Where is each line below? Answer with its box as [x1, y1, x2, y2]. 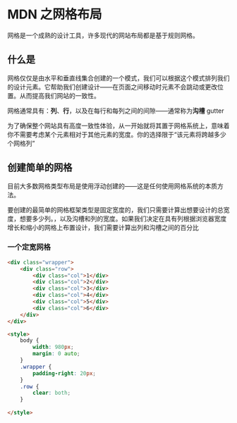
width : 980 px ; [32, 343, 74, 351]
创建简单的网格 [7, 161, 73, 173]
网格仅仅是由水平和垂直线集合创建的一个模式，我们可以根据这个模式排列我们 [7, 73, 230, 82]
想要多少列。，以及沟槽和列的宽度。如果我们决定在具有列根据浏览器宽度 [19, 214, 227, 223]
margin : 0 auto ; [32, 350, 80, 357]
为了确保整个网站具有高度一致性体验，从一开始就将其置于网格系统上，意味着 [7, 121, 230, 130]
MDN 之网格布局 [7, 6, 102, 23]
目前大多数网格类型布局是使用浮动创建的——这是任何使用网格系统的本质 [7, 181, 217, 190]
